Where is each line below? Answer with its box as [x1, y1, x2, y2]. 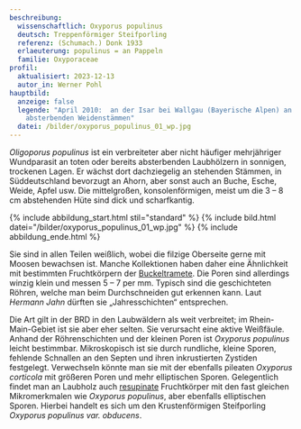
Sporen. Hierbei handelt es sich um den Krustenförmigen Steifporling [9, 400, 266, 411]
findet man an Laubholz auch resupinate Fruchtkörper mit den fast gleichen [9, 381, 290, 392]
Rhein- [249, 315, 275, 324]
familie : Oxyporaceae [17, 55, 99, 64]
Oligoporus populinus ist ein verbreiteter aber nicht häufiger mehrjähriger [9, 147, 282, 158]
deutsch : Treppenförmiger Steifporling [17, 30, 168, 39]
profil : [9, 64, 39, 73]
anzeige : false [17, 96, 75, 106]
